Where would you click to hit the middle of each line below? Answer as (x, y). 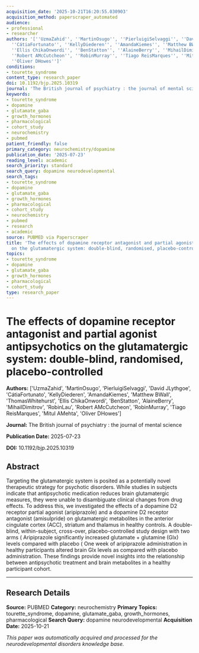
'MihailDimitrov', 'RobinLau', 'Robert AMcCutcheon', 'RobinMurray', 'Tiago (96, 407)
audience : (18, 22)
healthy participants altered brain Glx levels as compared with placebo (92, 550)
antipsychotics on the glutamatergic (97, 347)
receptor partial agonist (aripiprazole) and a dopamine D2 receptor (87, 512)
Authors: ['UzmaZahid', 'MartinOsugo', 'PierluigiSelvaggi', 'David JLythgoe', (99, 388)
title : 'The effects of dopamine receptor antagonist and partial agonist (100, 243)
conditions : (21, 67)
